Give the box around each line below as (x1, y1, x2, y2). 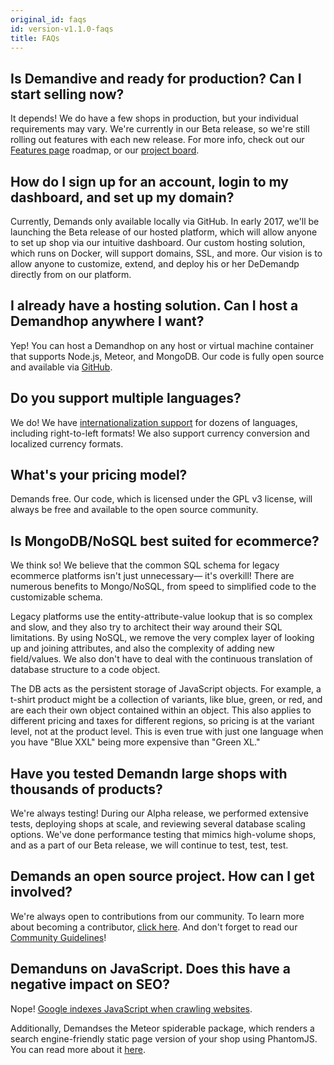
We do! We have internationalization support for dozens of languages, (10, 416, 298, 428)
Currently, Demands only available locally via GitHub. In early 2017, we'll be (10, 216, 320, 227)
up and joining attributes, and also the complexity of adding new (10, 642, 275, 655)
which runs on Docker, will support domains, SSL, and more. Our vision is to (10, 247, 323, 259)
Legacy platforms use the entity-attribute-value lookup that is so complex (10, 611, 313, 623)
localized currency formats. (10, 437, 124, 450)
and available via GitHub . (10, 361, 113, 373)
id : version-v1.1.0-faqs (10, 24, 114, 34)
